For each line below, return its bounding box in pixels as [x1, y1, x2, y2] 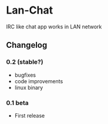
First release [14, 112, 45, 119]
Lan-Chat [6, 4, 53, 17]
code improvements [14, 77, 63, 84]
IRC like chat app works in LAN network [6, 23, 102, 30]
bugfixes [14, 71, 36, 79]
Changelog [6, 40, 48, 50]
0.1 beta [6, 99, 29, 107]
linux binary [14, 84, 43, 91]
